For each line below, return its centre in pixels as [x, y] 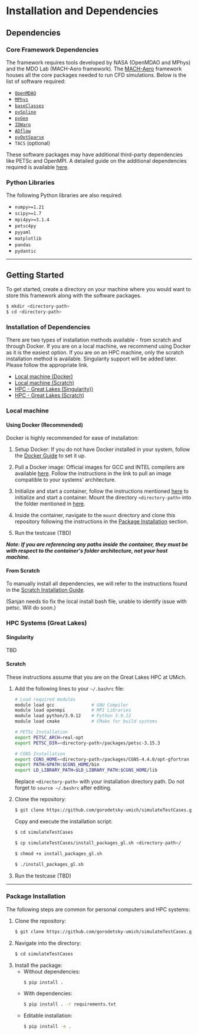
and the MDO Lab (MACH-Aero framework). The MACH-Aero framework [94, 69]
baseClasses [29, 106]
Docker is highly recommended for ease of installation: [72, 438]
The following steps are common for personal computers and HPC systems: [98, 909]
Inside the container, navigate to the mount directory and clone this [95, 515]
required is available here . [37, 167]
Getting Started [35, 275]
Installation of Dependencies [48, 327]
